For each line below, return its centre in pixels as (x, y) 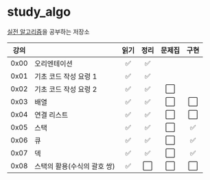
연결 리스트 (51, 115)
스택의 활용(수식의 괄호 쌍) (74, 166)
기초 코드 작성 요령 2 (66, 89)
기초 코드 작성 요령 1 (66, 76)
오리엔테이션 (54, 64)
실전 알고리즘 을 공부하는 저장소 (49, 31)
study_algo (39, 12)
